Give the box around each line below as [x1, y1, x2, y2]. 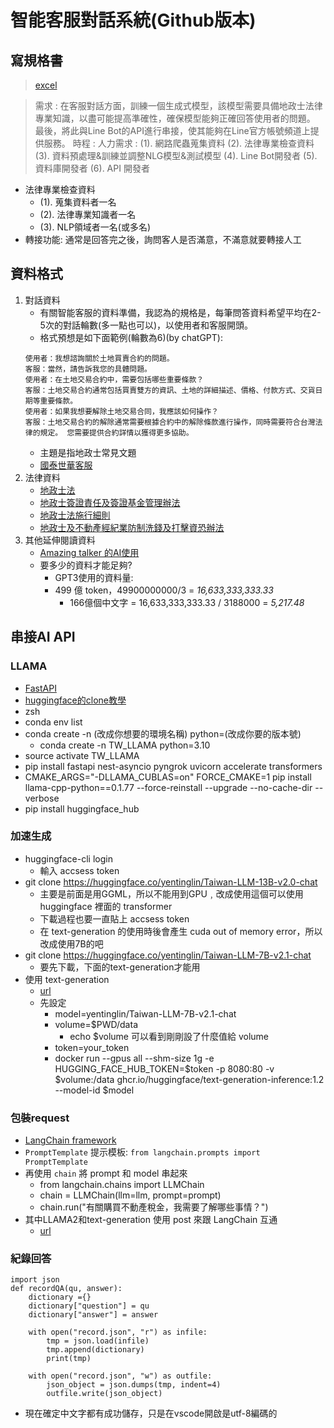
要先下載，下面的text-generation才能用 [39, 961, 201, 973]
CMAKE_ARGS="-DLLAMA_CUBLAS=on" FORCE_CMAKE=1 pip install [24, 771, 312, 783]
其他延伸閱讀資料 [24, 534, 96, 546]
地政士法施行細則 [39, 509, 111, 521]
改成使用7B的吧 [39, 937, 104, 950]
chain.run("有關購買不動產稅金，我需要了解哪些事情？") [39, 1201, 269, 1213]
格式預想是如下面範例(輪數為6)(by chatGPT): [39, 331, 223, 343]
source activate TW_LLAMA [24, 749, 140, 761]
